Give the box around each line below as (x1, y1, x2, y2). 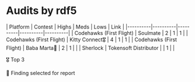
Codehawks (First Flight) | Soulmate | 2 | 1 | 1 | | (74, 29, 188, 36)
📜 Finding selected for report (6, 69, 75, 76)
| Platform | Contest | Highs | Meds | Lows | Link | (6, 23, 124, 30)
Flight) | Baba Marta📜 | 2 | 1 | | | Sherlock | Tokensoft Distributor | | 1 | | (6, 44, 175, 51)
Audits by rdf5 (6, 4, 77, 17)
